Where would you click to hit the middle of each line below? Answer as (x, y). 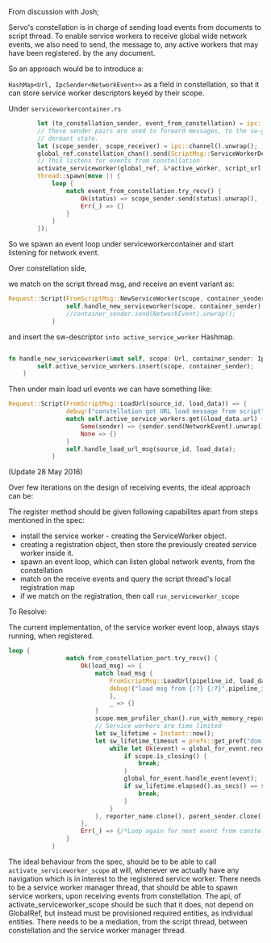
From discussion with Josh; (54, 12)
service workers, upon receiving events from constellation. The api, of (125, 895)
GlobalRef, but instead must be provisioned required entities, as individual (131, 913)
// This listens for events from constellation (119, 161)
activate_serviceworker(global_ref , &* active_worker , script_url (150, 169)
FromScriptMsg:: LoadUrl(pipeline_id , (173, 681)
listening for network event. (54, 253)
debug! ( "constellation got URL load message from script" (165, 411)
